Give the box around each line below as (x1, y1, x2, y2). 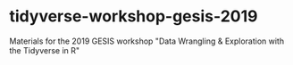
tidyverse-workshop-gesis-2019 (9, 6, 258, 27)
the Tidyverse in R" (9, 45, 80, 55)
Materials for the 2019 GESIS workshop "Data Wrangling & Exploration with (9, 36, 284, 46)
